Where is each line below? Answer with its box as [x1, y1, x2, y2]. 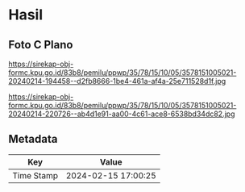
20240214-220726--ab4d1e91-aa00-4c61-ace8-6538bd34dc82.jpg [8, 109, 235, 119]
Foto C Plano [8, 38, 73, 52]
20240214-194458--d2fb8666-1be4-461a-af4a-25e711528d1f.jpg [8, 77, 226, 86]
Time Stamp [12, 169, 59, 181]
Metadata [8, 132, 58, 146]
